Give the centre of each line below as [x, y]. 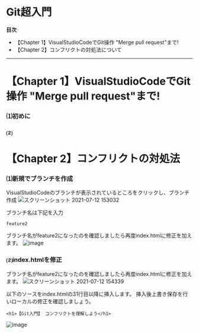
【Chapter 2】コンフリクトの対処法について [68, 49]
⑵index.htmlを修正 [34, 260]
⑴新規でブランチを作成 [39, 179]
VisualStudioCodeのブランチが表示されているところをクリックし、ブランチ [98, 192]
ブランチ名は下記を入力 [35, 213]
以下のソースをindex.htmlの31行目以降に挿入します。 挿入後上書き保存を [94, 294]
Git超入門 [29, 12]
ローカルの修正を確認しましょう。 [53, 301]
